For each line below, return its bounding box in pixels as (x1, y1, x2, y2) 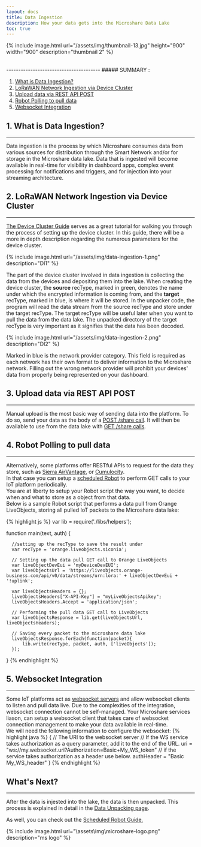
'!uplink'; (6, 578, 33, 584)
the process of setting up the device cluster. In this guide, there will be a (6, 229, 184, 236)
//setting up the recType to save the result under (11, 541, 144, 547)
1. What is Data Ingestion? (6, 121, 105, 131)
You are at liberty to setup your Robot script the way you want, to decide (6, 487, 185, 494)
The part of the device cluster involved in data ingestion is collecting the (6, 271, 184, 278)
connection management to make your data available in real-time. (6, 721, 168, 728)
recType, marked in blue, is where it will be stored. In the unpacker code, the (6, 296, 195, 304)
